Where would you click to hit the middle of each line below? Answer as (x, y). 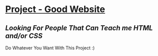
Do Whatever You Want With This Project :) (50, 48)
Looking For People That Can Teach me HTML (79, 28)
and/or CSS (24, 36)
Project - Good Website (55, 9)
